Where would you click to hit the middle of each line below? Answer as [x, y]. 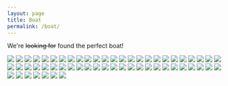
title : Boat [24, 20]
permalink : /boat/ [34, 26]
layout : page [26, 13]
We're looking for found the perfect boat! [66, 46]
